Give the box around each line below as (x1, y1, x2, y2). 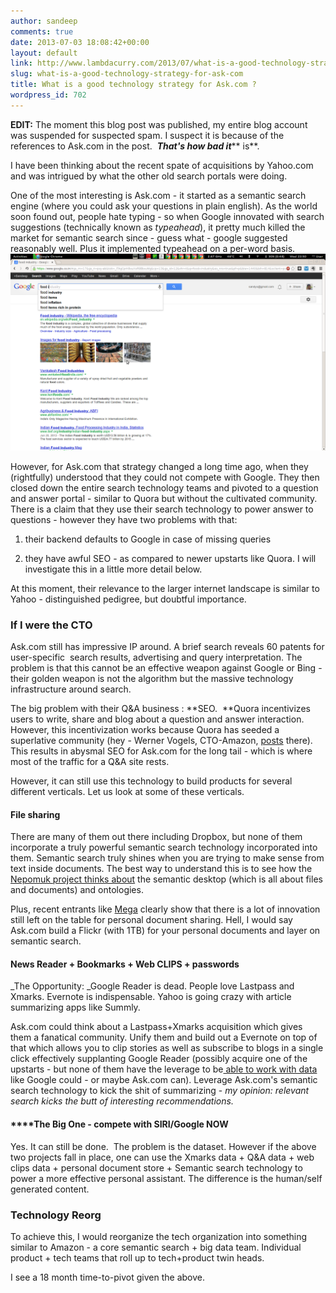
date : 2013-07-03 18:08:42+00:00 (10, 37, 150, 47)
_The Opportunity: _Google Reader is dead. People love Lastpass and (10, 980, 295, 992)
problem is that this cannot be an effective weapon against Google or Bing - (10, 662, 323, 674)
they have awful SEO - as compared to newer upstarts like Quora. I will (24, 552, 317, 564)
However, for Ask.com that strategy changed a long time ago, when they (10, 460, 309, 472)
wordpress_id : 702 (10, 90, 87, 100)
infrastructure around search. (10, 683, 132, 695)
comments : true (10, 26, 74, 37)
